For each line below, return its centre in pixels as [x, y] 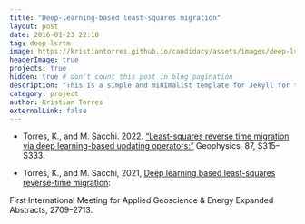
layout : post [34, 26]
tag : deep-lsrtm [40, 43]
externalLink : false [49, 111]
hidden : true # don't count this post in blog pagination [121, 77]
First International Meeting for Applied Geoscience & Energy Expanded [142, 200]
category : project [44, 93]
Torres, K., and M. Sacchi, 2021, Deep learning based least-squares [149, 173]
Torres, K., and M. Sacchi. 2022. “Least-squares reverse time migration [156, 136]
